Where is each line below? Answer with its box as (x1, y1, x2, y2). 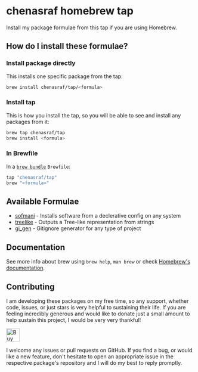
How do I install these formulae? (6, 41, 128, 51)
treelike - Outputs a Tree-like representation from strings (14, 219, 154, 226)
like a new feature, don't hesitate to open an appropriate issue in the (6, 353, 174, 360)
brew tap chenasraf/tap (6, 129, 66, 135)
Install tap (6, 98, 36, 107)
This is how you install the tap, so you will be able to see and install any (6, 111, 181, 119)
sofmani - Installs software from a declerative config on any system (14, 212, 181, 219)
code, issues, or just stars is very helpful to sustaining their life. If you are (6, 304, 186, 311)
